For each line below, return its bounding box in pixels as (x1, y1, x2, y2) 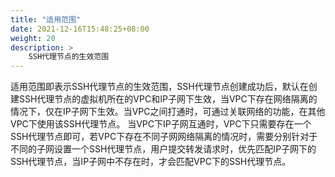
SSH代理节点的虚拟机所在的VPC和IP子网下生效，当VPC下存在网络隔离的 (18, 93, 318, 105)
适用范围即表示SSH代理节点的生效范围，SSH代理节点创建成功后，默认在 (10, 81, 309, 93)
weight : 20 (10, 33, 56, 43)
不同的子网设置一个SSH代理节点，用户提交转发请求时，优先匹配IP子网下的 (10, 143, 317, 155)
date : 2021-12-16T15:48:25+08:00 (10, 24, 150, 34)
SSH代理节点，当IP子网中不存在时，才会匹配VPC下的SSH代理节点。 (10, 156, 292, 168)
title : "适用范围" (10, 14, 82, 25)
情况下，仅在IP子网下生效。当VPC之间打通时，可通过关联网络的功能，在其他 (10, 106, 326, 118)
